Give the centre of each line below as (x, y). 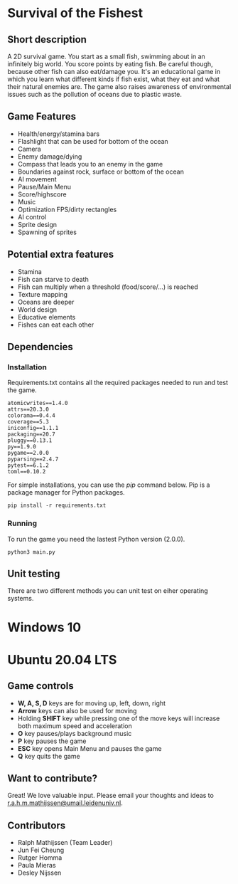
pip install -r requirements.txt (57, 506)
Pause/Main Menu (44, 186)
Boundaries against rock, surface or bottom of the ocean (101, 172)
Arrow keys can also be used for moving (77, 710)
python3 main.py (31, 552)
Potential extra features (61, 254)
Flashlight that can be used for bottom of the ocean (93, 141)
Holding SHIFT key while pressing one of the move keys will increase (119, 718)
